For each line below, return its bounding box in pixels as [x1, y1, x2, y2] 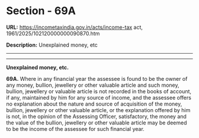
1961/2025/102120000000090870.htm [6, 29, 100, 37]
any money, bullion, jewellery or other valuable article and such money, [6, 81, 179, 88]
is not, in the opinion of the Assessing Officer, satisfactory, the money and [6, 113, 187, 120]
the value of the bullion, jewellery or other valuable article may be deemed [6, 119, 188, 126]
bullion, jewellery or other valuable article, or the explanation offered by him [6, 106, 191, 113]
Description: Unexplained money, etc [6, 41, 98, 48]
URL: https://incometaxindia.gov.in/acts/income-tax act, [6, 24, 143, 31]
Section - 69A [6, 4, 76, 18]
